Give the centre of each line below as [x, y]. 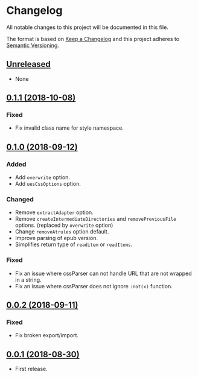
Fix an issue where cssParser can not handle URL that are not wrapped [103, 273]
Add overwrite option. [43, 177]
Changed [20, 200]
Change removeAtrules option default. [62, 232]
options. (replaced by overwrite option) [64, 225]
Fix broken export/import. [47, 335]
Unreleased [29, 64]
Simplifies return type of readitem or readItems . [74, 244]
